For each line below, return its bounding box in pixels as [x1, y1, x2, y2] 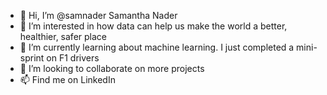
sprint [19, 52, 45, 64]
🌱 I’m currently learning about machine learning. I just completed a [19, 41, 295, 53]
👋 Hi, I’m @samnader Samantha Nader [19, 10, 178, 21]
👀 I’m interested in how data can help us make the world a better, [19, 20, 288, 32]
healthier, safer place [19, 31, 107, 42]
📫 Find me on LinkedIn [19, 74, 116, 85]
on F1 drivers [46, 52, 100, 64]
